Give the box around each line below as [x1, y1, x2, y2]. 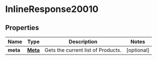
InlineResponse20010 [5, 3, 99, 15]
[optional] [126, 46, 149, 53]
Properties [5, 23, 39, 32]
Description [68, 38, 98, 45]
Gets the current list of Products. [44, 46, 122, 53]
